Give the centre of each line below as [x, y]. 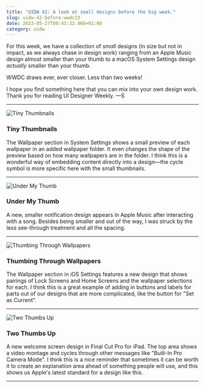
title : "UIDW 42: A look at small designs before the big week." [91, 12]
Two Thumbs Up [31, 334]
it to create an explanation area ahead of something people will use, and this [102, 366]
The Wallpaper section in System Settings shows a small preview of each [98, 142]
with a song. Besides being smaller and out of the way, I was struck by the [100, 221]
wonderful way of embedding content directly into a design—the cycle [95, 161]
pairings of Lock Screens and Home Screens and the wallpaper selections [99, 281]
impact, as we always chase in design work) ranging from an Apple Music [99, 53]
